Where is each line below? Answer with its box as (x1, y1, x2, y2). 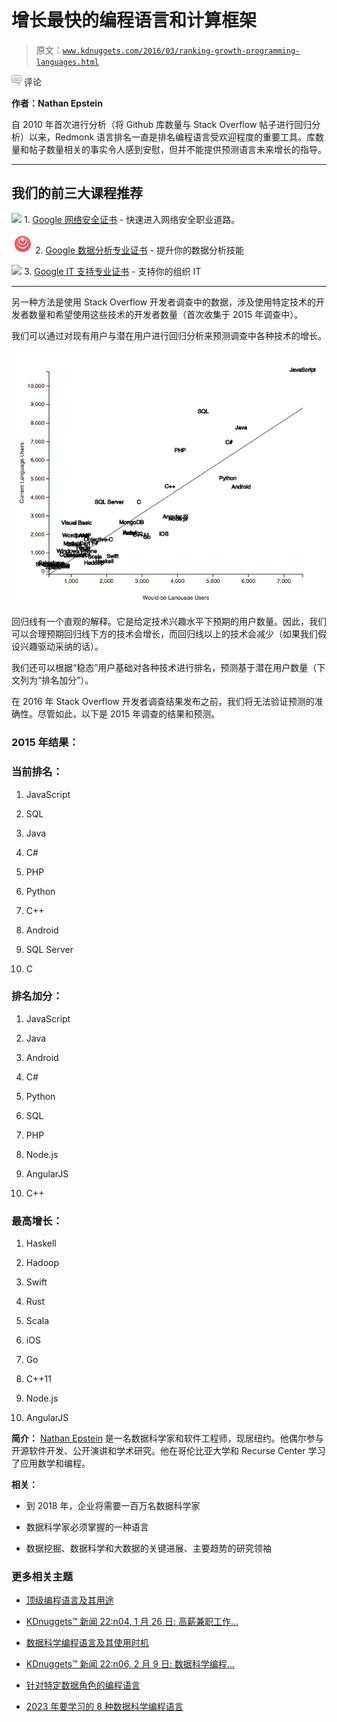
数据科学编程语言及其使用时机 (25, 1637, 149, 1649)
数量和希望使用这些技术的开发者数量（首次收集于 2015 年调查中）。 (28, 308, 304, 320)
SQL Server (25, 943, 74, 955)
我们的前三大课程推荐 (11, 185, 143, 202)
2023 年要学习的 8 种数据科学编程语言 (25, 1701, 184, 1713)
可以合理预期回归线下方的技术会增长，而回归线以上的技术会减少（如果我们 (11, 628, 318, 640)
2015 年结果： (11, 736, 79, 750)
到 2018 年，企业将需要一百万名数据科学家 (25, 1500, 201, 1512)
